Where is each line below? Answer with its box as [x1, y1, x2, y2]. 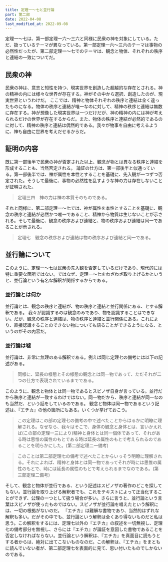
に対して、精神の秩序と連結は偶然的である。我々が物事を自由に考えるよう [5, 122, 158, 128]
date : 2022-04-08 [5, 17, 41, 22]
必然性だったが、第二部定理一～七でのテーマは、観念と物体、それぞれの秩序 [5, 48, 163, 54]
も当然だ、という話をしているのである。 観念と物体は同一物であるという [5, 401, 155, 407]
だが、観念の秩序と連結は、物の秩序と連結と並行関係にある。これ [13, 316, 150, 322]
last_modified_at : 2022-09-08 [5, 21, 68, 27]
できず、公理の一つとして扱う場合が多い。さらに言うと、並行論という [13, 495, 158, 501]
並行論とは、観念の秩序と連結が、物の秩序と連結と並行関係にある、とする [5, 303, 158, 309]
